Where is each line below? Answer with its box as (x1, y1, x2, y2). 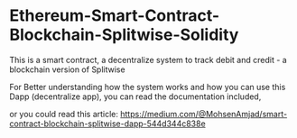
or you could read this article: (9, 108, 119, 119)
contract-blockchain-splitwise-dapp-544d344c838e (9, 118, 206, 129)
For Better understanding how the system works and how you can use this (9, 81, 286, 92)
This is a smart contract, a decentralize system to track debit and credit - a (9, 54, 287, 65)
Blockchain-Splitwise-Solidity (9, 24, 239, 45)
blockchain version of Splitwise (9, 64, 125, 75)
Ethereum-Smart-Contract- (9, 5, 220, 26)
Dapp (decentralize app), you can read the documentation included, (9, 91, 262, 102)
